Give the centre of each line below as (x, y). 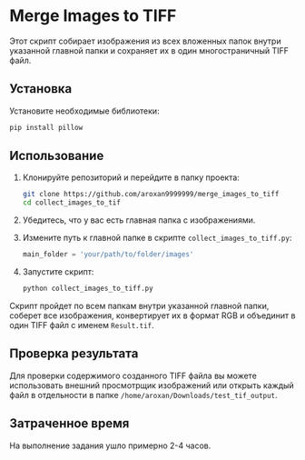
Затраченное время (69, 424)
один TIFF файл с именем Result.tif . (82, 325)
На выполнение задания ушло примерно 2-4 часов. (110, 445)
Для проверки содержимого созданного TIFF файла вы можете (133, 375)
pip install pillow (46, 127)
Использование (57, 156)
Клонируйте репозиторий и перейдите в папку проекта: (131, 177)
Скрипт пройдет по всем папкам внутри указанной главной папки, (139, 305)
